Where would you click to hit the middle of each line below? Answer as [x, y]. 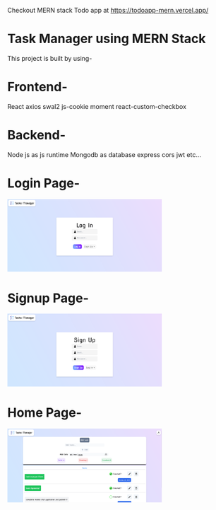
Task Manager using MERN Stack [107, 39]
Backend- [36, 135]
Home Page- [45, 413]
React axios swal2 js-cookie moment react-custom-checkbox [97, 106]
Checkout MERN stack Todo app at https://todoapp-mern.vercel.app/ [108, 10]
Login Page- [43, 183]
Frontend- [38, 87]
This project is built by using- [50, 58]
